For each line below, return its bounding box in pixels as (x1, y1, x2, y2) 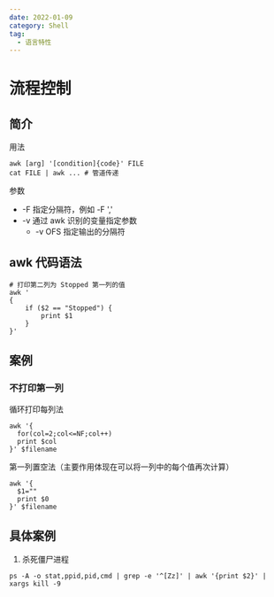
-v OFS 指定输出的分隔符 (34, 227, 126, 237)
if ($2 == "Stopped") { (25, 304, 113, 313)
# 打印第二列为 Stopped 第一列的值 (9, 281, 126, 290)
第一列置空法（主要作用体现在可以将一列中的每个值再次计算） (9, 461, 234, 472)
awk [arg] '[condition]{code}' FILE (9, 159, 144, 168)
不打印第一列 (9, 382, 65, 394)
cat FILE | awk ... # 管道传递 (9, 169, 119, 178)
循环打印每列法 (9, 404, 64, 415)
